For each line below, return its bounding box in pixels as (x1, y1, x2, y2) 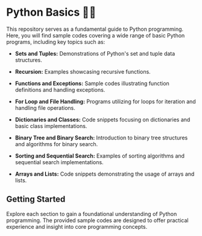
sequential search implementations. (14, 158, 104, 165)
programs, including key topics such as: (6, 38, 106, 45)
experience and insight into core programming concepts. (6, 223, 148, 230)
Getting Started (6, 194, 66, 205)
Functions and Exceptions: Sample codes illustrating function (14, 80, 170, 87)
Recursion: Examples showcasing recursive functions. (14, 68, 151, 75)
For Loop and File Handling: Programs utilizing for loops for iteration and (14, 98, 196, 105)
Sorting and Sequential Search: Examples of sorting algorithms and (14, 152, 185, 159)
